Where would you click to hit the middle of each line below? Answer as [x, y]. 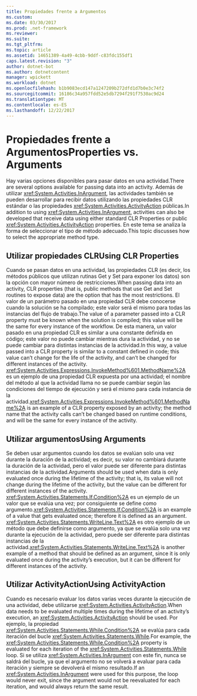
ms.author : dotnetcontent [38, 72]
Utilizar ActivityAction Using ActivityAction [86, 585]
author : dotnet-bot [30, 66]
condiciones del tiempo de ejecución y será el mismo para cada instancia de [99, 389]
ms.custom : [19, 17]
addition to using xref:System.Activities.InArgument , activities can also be [95, 212]
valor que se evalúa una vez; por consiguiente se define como [81, 503]
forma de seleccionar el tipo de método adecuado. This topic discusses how [98, 231]
